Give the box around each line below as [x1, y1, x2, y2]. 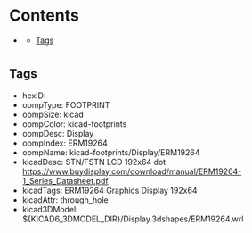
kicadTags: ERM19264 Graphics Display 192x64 [21, 185, 198, 196]
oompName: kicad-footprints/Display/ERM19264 [21, 146, 200, 157]
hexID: [21, 90, 46, 101]
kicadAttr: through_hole [21, 194, 109, 205]
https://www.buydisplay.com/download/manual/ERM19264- [21, 166, 242, 177]
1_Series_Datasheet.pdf [21, 175, 109, 186]
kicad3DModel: [21, 204, 78, 214]
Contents [9, 5, 80, 26]
